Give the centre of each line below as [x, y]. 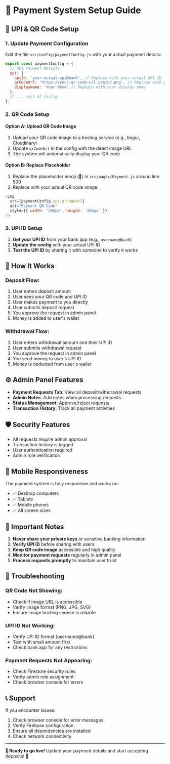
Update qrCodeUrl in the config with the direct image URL [72, 148]
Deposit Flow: [23, 280]
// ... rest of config [34, 97]
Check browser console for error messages [58, 720]
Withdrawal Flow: [27, 331]
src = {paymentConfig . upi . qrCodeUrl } [47, 201]
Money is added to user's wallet [46, 318]
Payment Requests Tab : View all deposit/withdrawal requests [77, 392]
